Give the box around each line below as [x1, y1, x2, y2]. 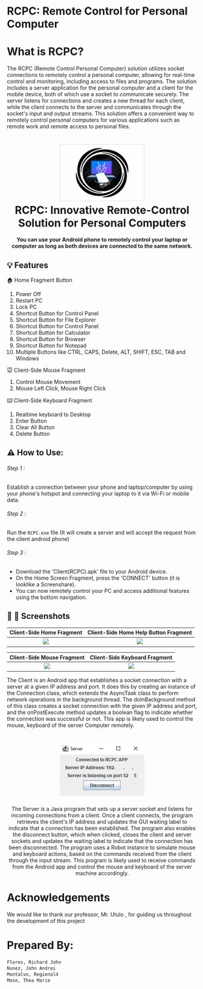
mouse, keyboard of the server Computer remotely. [7, 722, 135, 729]
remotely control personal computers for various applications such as [7, 116, 180, 124]
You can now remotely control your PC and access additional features [15, 587, 190, 595]
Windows [15, 355, 39, 362]
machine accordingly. [75, 869, 129, 876]
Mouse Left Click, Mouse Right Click [15, 385, 106, 392]
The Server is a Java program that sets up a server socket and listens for [11, 805, 193, 812]
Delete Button [15, 430, 50, 437]
